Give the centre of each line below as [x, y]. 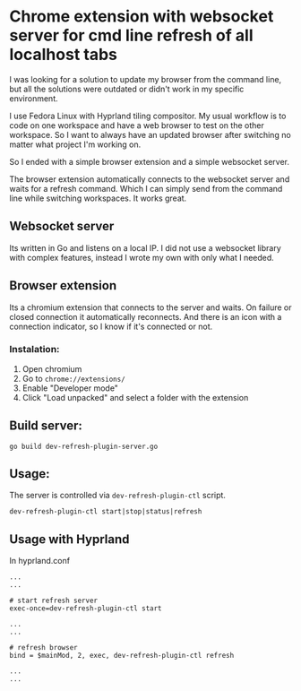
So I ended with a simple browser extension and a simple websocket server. [149, 161]
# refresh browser [43, 648]
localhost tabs [64, 55]
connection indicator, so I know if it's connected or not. [111, 326]
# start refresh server [54, 601]
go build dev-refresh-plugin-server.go [84, 446]
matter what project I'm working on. [75, 144]
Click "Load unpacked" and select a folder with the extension [135, 397]
